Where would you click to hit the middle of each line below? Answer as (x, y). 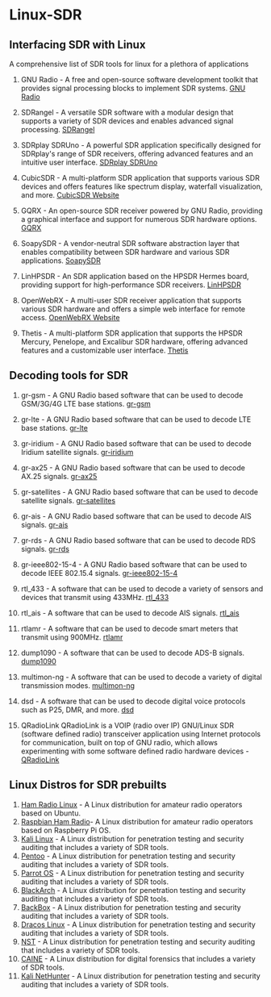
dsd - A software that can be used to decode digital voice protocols (133, 701)
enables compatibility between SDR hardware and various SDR (125, 252)
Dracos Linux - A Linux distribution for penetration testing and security (138, 924)
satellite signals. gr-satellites (68, 500)
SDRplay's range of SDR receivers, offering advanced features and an (137, 154)
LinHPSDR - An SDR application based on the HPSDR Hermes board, (135, 276)
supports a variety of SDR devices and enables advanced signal (127, 121)
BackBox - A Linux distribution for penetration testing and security (131, 907)
